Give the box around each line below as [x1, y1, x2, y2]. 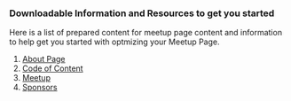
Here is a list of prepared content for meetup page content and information [9, 27, 282, 38]
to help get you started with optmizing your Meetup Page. [9, 36, 220, 47]
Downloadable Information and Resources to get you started [9, 7, 275, 19]
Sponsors [21, 82, 58, 93]
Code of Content [21, 63, 83, 74]
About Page [21, 54, 66, 65]
